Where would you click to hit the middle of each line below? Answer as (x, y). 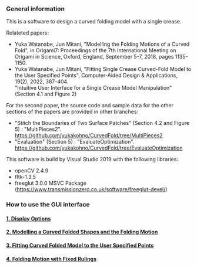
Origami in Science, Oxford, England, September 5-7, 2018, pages (94, 57)
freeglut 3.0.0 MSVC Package (51, 183)
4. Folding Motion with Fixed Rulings (51, 259)
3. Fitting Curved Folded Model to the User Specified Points (80, 245)
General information (35, 9)
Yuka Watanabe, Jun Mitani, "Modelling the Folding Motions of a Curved (102, 44)
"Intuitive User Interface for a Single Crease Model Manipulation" (93, 88)
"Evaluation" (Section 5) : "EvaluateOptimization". (74, 142)
